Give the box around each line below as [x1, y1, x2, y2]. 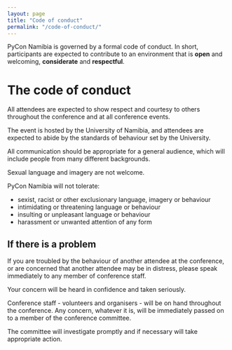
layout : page [7, 10, 46, 18]
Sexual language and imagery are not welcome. [7, 168, 145, 177]
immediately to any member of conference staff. [7, 271, 146, 281]
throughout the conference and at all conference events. [7, 113, 170, 121]
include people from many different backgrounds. [7, 155, 151, 163]
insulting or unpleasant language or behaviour [17, 210, 151, 219]
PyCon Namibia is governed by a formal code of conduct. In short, [7, 43, 198, 51]
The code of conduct [7, 82, 131, 98]
